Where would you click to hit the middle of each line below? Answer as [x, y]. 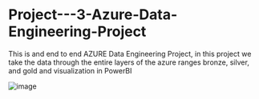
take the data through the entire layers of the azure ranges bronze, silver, [129, 62]
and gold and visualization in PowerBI [70, 70]
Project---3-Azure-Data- [93, 15]
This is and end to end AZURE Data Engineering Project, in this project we [130, 53]
